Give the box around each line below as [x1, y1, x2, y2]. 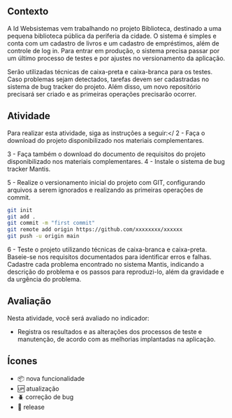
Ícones [7, 355, 38, 367]
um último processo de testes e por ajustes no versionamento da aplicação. [7, 54, 226, 62]
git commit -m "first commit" [7, 220, 96, 227]
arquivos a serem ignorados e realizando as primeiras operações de [7, 186, 203, 194]
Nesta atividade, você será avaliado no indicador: [7, 314, 150, 322]
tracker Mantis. [7, 165, 51, 173]
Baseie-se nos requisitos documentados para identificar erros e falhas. [7, 253, 212, 261]
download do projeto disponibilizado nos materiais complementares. [7, 136, 204, 144]
